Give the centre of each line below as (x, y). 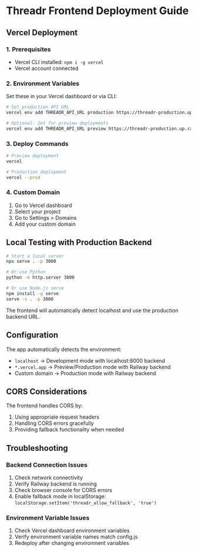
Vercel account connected (47, 68)
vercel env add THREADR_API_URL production (60, 113)
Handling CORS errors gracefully (54, 423)
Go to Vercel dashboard (43, 205)
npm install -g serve (33, 293)
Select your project (38, 211)
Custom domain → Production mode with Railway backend (85, 373)
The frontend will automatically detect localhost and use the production (92, 310)
